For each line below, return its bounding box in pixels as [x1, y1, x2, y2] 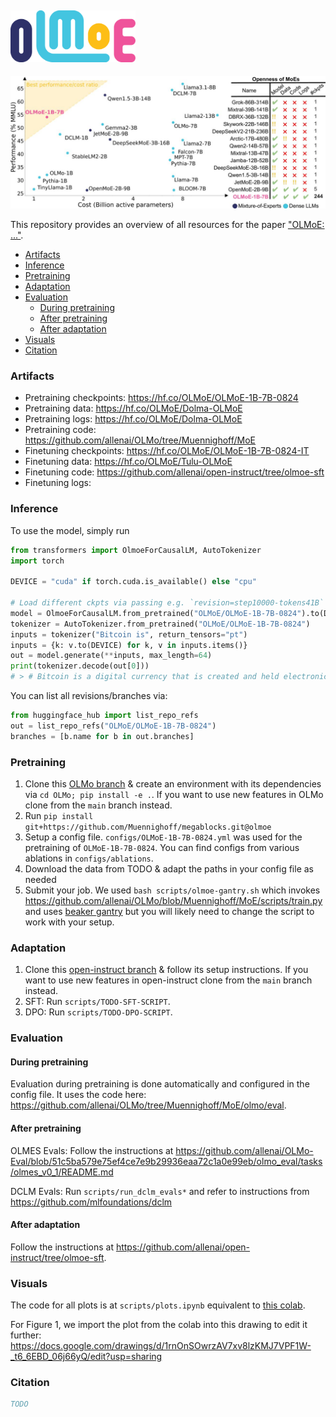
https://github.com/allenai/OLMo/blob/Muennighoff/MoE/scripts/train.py [24, 894, 323, 906]
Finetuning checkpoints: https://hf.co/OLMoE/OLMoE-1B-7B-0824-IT [24, 445, 310, 457]
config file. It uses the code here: [10, 1089, 147, 1101]
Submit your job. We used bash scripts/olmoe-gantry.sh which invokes [24, 884, 321, 896]
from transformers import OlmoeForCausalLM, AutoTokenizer [10, 545, 262, 555]
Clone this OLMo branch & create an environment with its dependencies [24, 777, 322, 790]
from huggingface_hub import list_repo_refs [10, 711, 199, 721]
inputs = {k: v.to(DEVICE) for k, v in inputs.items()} [10, 640, 248, 650]
